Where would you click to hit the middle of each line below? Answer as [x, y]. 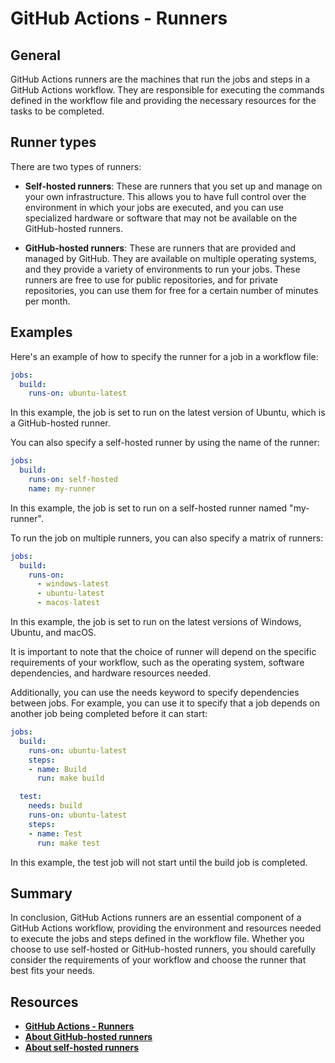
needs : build [55, 806]
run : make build [70, 778]
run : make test [68, 843]
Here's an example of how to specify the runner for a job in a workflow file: [164, 356]
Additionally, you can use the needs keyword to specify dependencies [155, 692]
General [36, 55]
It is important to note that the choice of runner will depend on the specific [163, 651]
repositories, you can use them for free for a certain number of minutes [171, 290]
